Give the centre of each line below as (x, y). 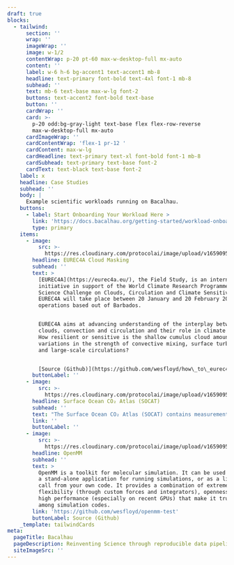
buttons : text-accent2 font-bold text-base (90, 98)
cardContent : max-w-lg (58, 150)
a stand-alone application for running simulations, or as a (128, 479)
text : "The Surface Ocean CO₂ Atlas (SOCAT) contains (112, 414)
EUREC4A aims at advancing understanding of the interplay (126, 324)
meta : (15, 531)
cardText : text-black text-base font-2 (83, 169)
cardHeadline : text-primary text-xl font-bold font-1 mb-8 (113, 157)
